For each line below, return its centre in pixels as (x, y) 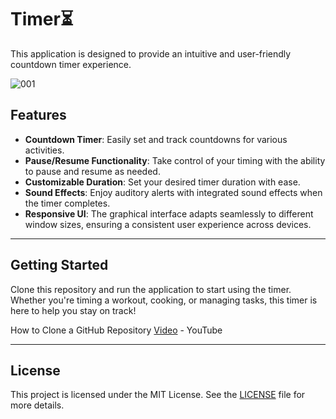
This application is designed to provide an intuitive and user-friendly (151, 53)
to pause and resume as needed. (92, 171)
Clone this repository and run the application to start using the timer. (151, 289)
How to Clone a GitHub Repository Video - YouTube (116, 330)
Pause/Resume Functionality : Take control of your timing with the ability (175, 160)
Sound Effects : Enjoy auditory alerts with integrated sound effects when (173, 192)
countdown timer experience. (71, 64)
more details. (37, 405)
